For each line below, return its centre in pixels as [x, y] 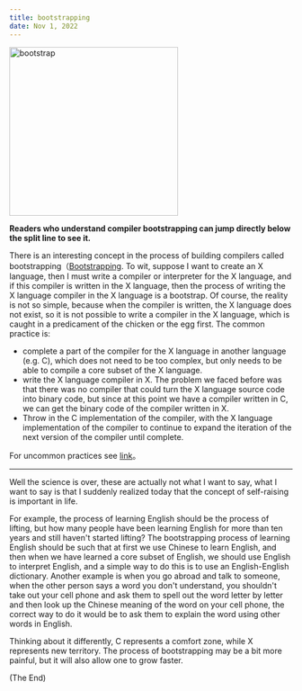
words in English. [41, 624]
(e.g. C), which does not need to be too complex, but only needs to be [152, 360]
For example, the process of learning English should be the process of [139, 518]
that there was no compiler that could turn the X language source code [153, 389]
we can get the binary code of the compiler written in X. [125, 408]
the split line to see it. [50, 238]
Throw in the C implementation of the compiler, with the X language [147, 417]
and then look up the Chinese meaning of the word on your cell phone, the [147, 605]
